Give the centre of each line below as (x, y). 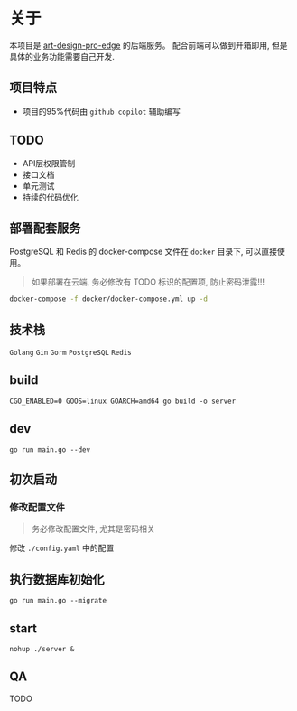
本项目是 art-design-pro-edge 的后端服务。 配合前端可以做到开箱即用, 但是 (148, 45)
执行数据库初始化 (57, 579)
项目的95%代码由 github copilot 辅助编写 (101, 111)
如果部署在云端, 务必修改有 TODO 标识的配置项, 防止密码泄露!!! (148, 282)
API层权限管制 (49, 163)
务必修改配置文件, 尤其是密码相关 (93, 529)
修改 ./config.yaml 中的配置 (62, 548)
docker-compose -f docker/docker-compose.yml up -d (108, 299)
